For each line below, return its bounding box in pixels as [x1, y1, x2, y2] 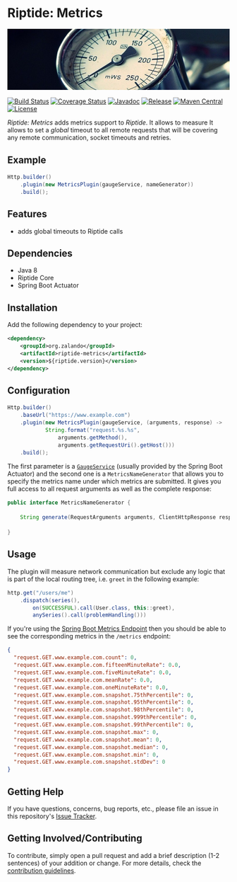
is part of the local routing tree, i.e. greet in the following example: [7, 575, 200, 583]
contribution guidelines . [7, 866, 76, 875]
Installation [7, 302, 58, 314]
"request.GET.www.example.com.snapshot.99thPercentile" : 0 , [13, 721, 194, 728]
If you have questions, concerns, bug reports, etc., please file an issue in [7, 804, 219, 813]
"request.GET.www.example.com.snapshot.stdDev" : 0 [13, 759, 166, 766]
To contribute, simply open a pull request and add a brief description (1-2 [7, 851, 220, 859]
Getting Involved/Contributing [7, 832, 142, 844]
